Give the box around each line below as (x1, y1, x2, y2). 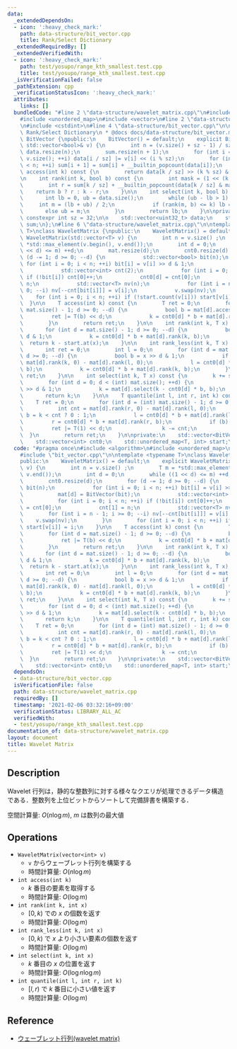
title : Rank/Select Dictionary (20, 37, 112, 44)
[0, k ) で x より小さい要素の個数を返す (28, 934, 138, 943)
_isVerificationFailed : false (13, 76, 102, 84)
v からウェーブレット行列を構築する (28, 859, 132, 867)
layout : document (7, 734, 59, 742)
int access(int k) (17, 877, 72, 884)
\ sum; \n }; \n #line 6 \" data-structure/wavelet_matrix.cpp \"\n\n (20, 221, 213, 228)
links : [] (20, 103, 49, 110)
